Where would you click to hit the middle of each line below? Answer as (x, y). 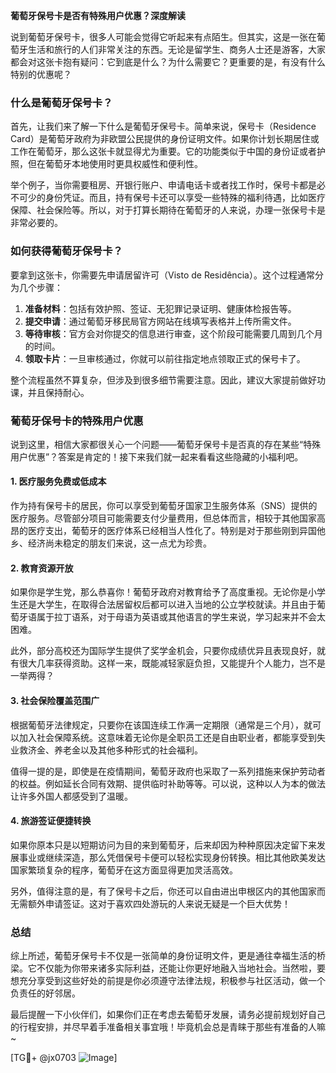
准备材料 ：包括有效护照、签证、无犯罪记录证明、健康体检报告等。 (160, 308)
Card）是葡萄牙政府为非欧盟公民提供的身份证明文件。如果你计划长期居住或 (165, 139)
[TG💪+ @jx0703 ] (64, 1057)
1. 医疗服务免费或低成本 (58, 481)
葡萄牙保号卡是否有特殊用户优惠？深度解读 (98, 15)
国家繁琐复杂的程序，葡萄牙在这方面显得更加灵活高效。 (124, 870)
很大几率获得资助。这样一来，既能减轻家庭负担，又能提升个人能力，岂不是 (172, 663)
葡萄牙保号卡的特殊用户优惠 (77, 421)
